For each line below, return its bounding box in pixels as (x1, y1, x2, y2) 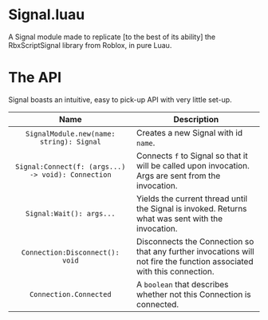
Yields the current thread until (136, 193, 248, 204)
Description (173, 113, 219, 124)
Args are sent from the (136, 170, 221, 181)
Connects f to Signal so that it (136, 150, 249, 161)
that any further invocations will (136, 246, 254, 257)
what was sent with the (136, 213, 223, 224)
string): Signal (39, 137, 101, 146)
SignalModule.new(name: (25, 129, 116, 138)
